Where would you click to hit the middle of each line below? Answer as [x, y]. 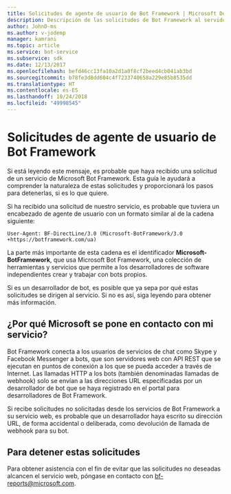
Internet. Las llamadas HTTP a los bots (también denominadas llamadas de [113, 373]
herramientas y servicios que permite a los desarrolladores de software [108, 267]
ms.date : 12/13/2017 [37, 65]
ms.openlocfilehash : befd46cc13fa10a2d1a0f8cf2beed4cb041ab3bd [100, 71]
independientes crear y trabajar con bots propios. [77, 274]
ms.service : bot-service [43, 52]
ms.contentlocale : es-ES [43, 90]
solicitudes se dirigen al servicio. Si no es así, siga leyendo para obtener [109, 295]
